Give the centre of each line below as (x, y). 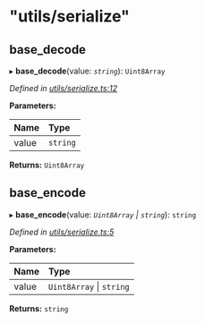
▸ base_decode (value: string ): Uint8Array (87, 71)
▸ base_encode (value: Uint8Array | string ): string (103, 214)
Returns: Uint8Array (47, 165)
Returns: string (39, 308)
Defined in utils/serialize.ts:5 (62, 232)
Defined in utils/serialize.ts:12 (64, 88)
